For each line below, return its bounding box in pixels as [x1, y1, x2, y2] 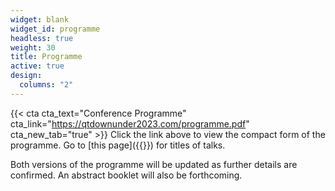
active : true [10, 61, 65, 71]
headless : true [10, 33, 74, 43]
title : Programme [10, 52, 83, 62]
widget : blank [10, 14, 70, 25]
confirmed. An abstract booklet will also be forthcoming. [10, 169, 243, 181]
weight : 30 [10, 42, 56, 53]
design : [10, 71, 43, 81]
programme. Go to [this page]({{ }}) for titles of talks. [10, 139, 226, 151]
